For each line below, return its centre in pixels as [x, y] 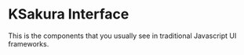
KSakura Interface [69, 14]
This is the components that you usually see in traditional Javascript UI [122, 36]
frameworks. [29, 43]
